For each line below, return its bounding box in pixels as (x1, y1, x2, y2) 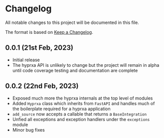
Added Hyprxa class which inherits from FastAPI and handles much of (12, 100, 155, 106)
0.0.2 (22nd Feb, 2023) (5, 82, 79, 90)
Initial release (12, 57, 40, 63)
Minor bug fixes (12, 127, 45, 133)
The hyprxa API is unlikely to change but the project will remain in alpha (12, 62, 160, 68)
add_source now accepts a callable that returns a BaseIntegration (12, 111, 147, 117)
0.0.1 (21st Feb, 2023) (5, 43, 74, 52)
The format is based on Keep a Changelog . (5, 29, 93, 35)
